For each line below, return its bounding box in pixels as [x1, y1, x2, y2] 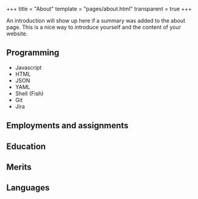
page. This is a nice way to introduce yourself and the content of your [6, 24, 182, 31]
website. [6, 30, 28, 37]
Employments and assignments [6, 120, 129, 131]
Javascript [15, 63, 42, 71]
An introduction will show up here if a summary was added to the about [6, 17, 186, 24]
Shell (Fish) [15, 90, 44, 97]
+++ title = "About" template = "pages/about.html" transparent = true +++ [6, 5, 192, 12]
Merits [6, 162, 32, 172]
